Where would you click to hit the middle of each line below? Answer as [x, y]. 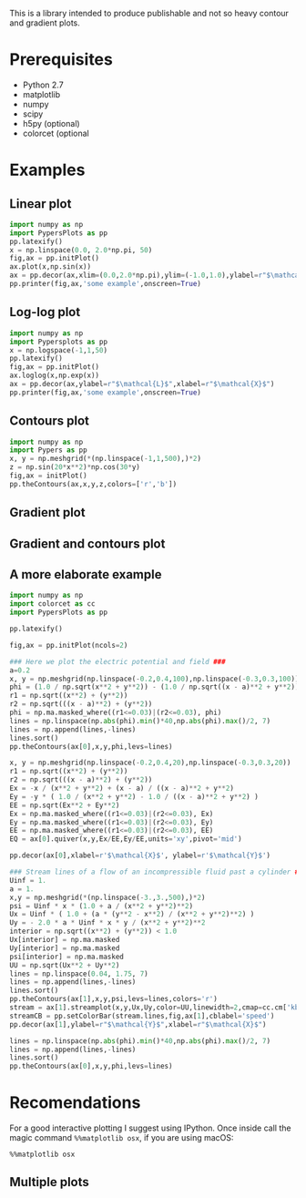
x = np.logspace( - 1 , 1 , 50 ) [58, 350]
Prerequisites [61, 60]
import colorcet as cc [52, 604]
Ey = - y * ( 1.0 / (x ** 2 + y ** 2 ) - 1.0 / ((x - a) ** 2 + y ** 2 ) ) [134, 796]
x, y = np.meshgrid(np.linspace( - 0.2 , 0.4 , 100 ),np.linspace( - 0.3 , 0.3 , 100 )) [154, 679]
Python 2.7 [43, 85]
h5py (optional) [51, 123]
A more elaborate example [86, 574]
